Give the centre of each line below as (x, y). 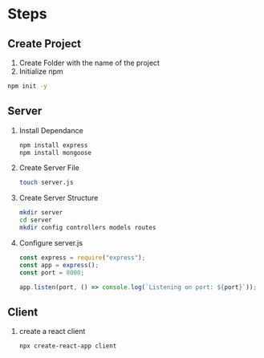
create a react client (52, 332)
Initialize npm (41, 71)
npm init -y (27, 86)
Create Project (45, 44)
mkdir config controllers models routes (87, 228)
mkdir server (41, 213)
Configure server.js (51, 242)
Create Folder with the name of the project (89, 63)
